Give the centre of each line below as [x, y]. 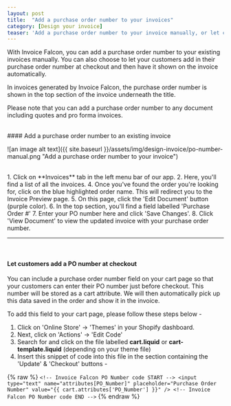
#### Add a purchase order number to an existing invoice [89, 136]
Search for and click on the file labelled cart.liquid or [92, 342]
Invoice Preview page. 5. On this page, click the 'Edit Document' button [108, 199]
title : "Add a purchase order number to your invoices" [90, 20]
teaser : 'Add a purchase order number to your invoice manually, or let [113, 33]
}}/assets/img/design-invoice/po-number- [163, 149]
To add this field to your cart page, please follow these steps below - [104, 314]
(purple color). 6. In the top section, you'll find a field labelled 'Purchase [109, 206]
